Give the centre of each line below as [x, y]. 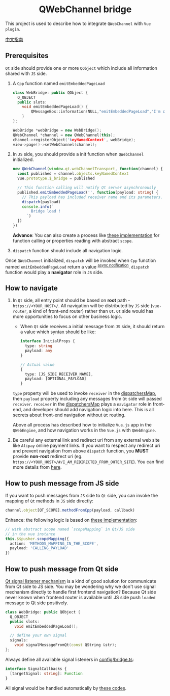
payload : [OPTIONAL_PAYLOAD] [56, 379]
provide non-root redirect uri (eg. [47, 457]
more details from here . [37, 467]
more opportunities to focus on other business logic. [67, 316]
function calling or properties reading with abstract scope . [73, 240]
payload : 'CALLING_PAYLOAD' [40, 548]
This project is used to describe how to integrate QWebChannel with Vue [78, 23]
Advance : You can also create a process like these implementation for [86, 235]
